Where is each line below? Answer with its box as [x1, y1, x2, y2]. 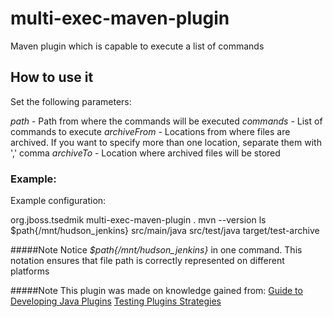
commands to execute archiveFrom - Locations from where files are [10, 125, 291, 137]
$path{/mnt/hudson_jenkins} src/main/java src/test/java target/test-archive [10, 225, 320, 237]
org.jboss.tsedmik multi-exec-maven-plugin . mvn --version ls [10, 214, 267, 226]
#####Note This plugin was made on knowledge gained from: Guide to [10, 285, 303, 297]
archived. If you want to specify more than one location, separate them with [10, 136, 322, 148]
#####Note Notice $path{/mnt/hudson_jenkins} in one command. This [10, 244, 303, 256]
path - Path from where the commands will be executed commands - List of [10, 115, 323, 127]
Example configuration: [10, 195, 107, 207]
